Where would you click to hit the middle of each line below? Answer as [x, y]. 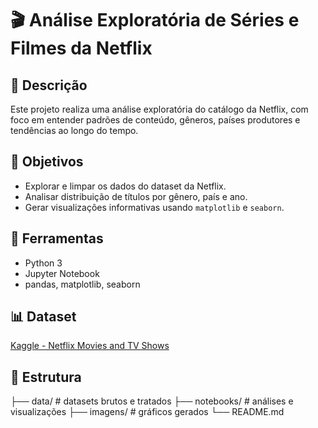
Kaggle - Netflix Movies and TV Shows [90, 346]
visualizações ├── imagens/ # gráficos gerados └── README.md [147, 412]
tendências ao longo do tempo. [74, 130]
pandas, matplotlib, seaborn [82, 284]
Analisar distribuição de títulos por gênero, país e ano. [136, 196]
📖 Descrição [49, 85]
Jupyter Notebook [62, 273]
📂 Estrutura [46, 377]
